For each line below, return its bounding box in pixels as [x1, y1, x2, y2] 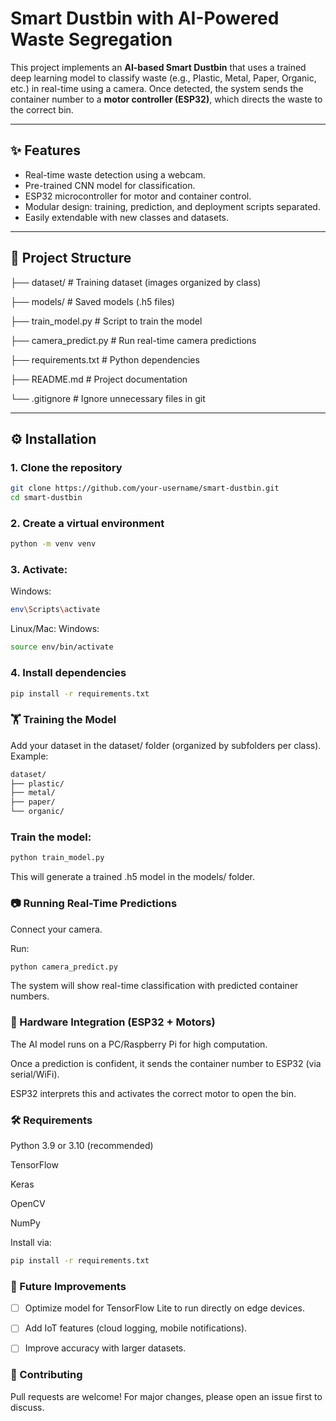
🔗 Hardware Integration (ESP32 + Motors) [10, 1015, 216, 1029]
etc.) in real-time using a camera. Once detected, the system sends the [10, 82, 304, 94]
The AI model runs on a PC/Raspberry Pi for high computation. [10, 1038, 268, 1050]
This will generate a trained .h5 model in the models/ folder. [10, 871, 256, 883]
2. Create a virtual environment [10, 516, 165, 530]
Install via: [10, 1237, 52, 1248]
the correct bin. [10, 103, 74, 116]
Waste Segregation [10, 28, 173, 51]
